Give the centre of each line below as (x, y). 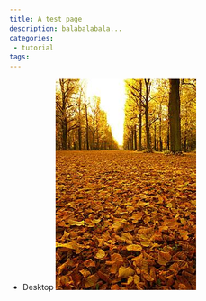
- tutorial (33, 48)
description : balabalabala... (66, 28)
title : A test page (46, 19)
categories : (31, 38)
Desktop (38, 287)
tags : (19, 57)
